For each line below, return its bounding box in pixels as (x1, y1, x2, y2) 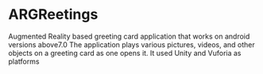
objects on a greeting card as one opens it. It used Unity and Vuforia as (8, 48, 242, 57)
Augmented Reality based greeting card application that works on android (8, 31, 250, 41)
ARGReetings (8, 6, 99, 24)
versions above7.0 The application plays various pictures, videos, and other (8, 39, 256, 49)
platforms (8, 57, 40, 66)
